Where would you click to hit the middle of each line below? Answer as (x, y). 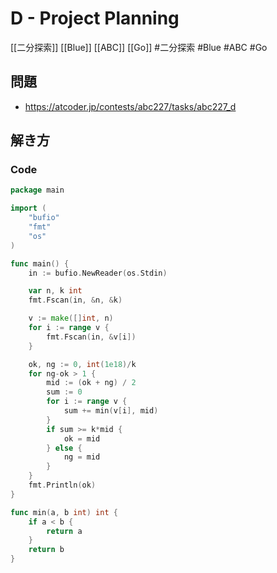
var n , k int (55, 291)
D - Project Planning (95, 18)
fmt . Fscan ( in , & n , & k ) (75, 300)
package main (37, 190)
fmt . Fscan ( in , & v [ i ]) (91, 337)
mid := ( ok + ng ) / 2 (91, 383)
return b (46, 550)
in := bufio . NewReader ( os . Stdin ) (98, 273)
